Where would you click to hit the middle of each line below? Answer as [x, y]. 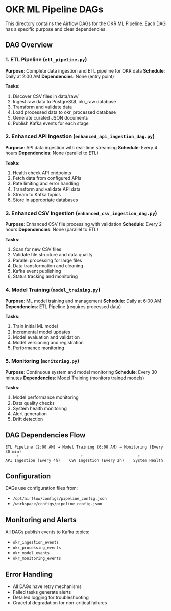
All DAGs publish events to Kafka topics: [47, 532]
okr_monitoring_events [37, 559]
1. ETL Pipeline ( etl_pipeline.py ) [46, 60]
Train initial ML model [35, 326]
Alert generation [30, 414]
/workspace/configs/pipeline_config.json [57, 504]
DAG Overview [29, 45]
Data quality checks [33, 403]
